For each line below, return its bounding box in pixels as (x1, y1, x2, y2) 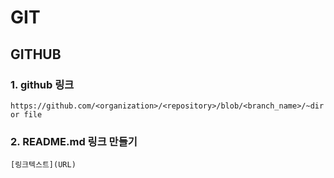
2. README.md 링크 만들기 (10, 134, 138, 148)
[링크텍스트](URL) (10, 160, 77, 170)
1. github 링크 (10, 77, 75, 91)
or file (10, 109, 43, 120)
